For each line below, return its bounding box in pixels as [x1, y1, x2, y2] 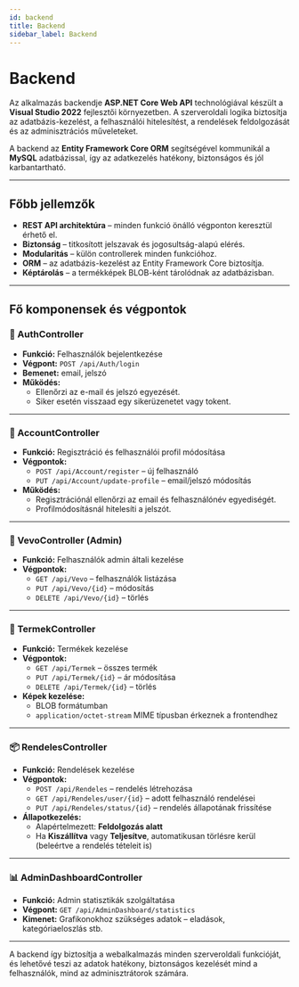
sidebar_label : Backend [9, 29, 98, 38]
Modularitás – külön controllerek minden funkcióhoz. [21, 249, 217, 259]
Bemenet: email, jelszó [21, 367, 107, 378]
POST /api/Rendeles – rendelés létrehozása [35, 784, 193, 794]
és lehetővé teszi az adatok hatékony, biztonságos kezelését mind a [9, 958, 258, 969]
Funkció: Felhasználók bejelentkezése [21, 349, 163, 359]
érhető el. [21, 229, 58, 241]
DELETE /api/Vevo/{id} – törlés [35, 592, 149, 603]
